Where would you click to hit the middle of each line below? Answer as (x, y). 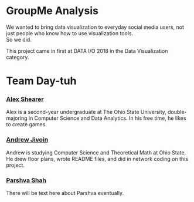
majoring (17, 118)
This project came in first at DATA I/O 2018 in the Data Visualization (87, 51)
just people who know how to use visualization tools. (70, 33)
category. (18, 57)
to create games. (26, 124)
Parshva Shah (26, 180)
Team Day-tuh (41, 81)
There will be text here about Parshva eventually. (65, 193)
